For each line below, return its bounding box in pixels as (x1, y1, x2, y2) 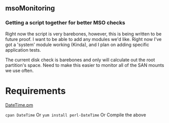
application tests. (5, 47, 42, 53)
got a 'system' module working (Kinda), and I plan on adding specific (5, 42, 150, 48)
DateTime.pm (5, 102, 33, 108)
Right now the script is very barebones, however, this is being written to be (5, 30, 162, 37)
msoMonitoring (5, 4, 55, 13)
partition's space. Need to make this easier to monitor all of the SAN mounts (5, 62, 164, 68)
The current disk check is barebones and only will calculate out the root (5, 57, 155, 63)
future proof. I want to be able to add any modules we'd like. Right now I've (5, 36, 162, 42)
